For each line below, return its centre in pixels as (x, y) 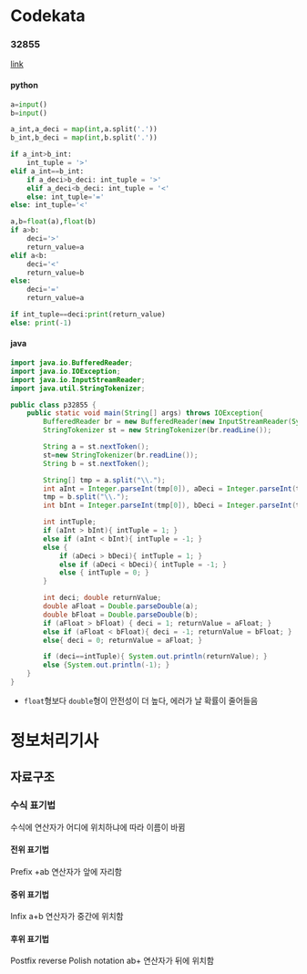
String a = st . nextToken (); (96, 447)
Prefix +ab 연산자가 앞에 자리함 (66, 871)
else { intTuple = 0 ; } (104, 573)
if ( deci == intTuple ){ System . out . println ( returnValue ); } (155, 657)
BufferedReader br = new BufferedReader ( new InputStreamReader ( (168, 422)
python (25, 85)
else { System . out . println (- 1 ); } (107, 665)
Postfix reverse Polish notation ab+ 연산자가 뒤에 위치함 (113, 961)
